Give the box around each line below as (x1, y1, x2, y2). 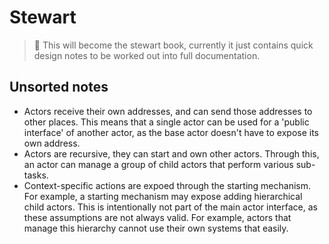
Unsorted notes (9, 79, 109, 96)
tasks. (23, 169, 49, 181)
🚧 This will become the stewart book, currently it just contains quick (33, 39, 314, 51)
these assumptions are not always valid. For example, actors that (23, 211, 292, 223)
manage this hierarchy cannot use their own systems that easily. (23, 222, 289, 234)
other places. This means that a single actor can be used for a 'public (23, 116, 310, 128)
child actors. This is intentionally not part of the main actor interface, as (23, 201, 318, 213)
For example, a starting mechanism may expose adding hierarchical (23, 190, 303, 202)
